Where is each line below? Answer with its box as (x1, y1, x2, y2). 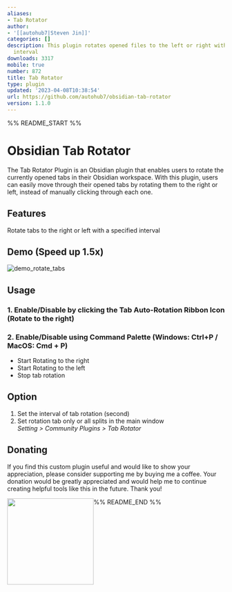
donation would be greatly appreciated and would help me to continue (7, 477, 207, 485)
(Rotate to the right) (7, 313, 75, 323)
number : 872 (7, 68, 41, 75)
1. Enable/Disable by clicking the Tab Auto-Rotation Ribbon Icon (7, 305, 225, 315)
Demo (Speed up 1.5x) (7, 246, 104, 258)
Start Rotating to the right (17, 357, 90, 365)
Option (7, 391, 37, 403)
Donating (7, 444, 48, 456)
